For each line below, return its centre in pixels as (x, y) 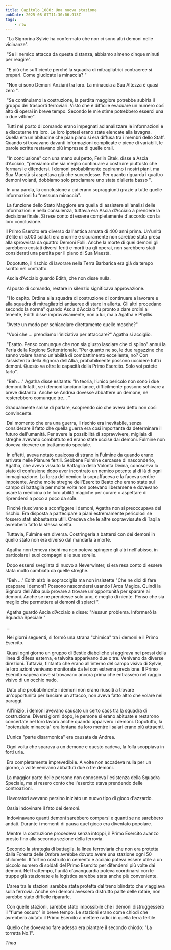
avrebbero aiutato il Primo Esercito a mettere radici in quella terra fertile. (81, 918)
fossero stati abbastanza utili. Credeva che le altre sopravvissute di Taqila (83, 519)
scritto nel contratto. (27, 269)
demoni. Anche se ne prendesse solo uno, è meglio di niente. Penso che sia (85, 597)
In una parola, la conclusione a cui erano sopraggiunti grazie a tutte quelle (84, 190)
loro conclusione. (23, 222)
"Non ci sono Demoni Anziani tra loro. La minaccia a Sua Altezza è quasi (82, 85)
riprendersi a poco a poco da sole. (41, 498)
